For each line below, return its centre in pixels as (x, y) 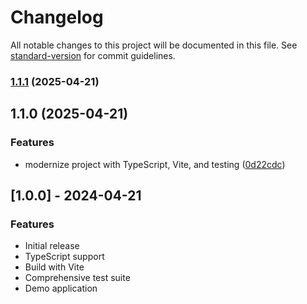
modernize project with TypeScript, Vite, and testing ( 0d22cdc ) (155, 164)
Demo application (61, 288)
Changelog (57, 17)
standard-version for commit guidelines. (93, 55)
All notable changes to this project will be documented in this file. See (154, 45)
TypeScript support (64, 257)
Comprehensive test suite (77, 278)
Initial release (52, 246)
